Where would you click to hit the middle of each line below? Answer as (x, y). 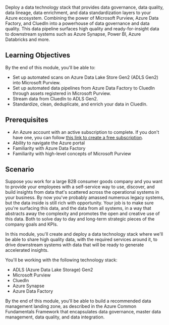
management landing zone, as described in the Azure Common (71, 306)
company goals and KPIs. (32, 225)
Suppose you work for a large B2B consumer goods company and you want (84, 182)
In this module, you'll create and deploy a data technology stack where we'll (84, 234)
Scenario (20, 169)
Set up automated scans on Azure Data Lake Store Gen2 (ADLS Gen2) (86, 77)
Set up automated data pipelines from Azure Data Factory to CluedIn (83, 88)
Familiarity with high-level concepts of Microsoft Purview (72, 153)
